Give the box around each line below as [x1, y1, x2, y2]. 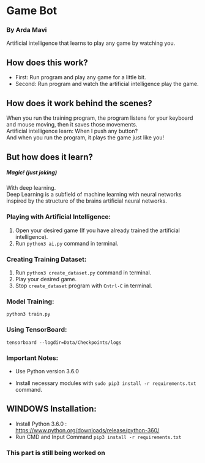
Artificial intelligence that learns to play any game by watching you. [6, 39, 176, 47]
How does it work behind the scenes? [6, 98, 153, 108]
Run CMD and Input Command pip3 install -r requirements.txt [15, 433, 182, 440]
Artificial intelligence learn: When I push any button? [6, 127, 138, 135]
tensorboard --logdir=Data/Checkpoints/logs [6, 339, 122, 346]
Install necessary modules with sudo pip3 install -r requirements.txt [15, 379, 196, 387]
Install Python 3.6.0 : [15, 420, 67, 427]
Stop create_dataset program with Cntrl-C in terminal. [15, 282, 152, 289]
